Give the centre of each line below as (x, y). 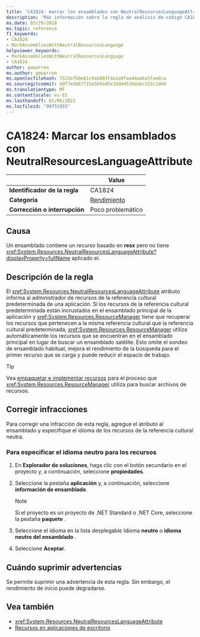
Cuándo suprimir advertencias (64, 567)
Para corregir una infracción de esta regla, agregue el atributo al (85, 424)
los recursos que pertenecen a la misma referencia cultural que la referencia (100, 323)
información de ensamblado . (51, 490)
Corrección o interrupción (47, 210)
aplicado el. (85, 258)
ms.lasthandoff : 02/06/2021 (41, 100)
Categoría (24, 200)
